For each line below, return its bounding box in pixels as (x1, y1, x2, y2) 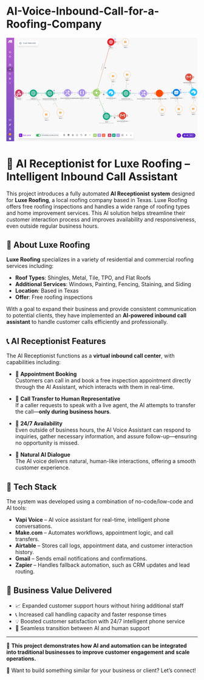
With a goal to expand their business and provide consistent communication (6, 306, 197, 313)
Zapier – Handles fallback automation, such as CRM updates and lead (15, 561, 190, 569)
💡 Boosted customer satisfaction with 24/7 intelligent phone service (15, 617, 185, 625)
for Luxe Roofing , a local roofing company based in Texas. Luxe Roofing (6, 196, 188, 203)
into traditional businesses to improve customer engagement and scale (6, 648, 190, 656)
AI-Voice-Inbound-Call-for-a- (6, 4, 160, 18)
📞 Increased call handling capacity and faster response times (15, 611, 167, 618)
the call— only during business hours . (15, 408, 111, 415)
